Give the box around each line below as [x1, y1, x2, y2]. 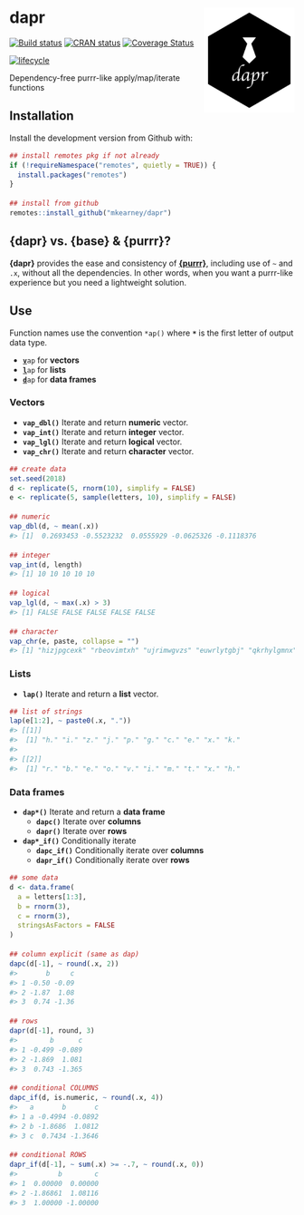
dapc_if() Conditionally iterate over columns [35, 845, 204, 856]
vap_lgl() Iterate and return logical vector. [22, 436, 183, 447]
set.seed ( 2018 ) [9, 474, 67, 483]
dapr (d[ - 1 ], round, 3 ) [9, 1026, 95, 1035]
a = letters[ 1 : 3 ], [17, 892, 88, 901]
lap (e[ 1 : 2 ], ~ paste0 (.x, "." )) [9, 716, 131, 725]
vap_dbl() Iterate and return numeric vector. [22, 416, 189, 428]
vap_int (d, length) [9, 560, 83, 569]
